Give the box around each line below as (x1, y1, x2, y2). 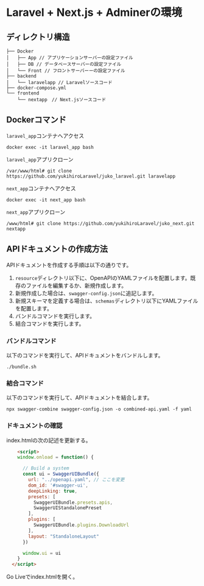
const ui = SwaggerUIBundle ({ (22, 471, 99, 477)
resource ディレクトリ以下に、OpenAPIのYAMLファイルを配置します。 (15, 274, 191, 281)
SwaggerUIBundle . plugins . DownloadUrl (33, 522, 130, 528)
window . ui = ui (22, 550, 62, 556)
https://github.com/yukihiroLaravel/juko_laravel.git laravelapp (6, 173, 175, 179)
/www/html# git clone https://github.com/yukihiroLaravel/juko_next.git (6, 220, 195, 226)
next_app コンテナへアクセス (6, 184, 76, 192)
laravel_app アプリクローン (6, 155, 74, 163)
